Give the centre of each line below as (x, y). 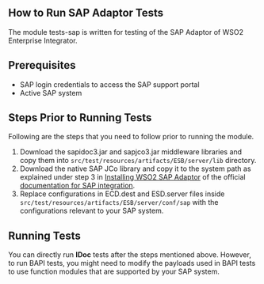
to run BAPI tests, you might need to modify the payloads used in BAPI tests (132, 263)
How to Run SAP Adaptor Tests (86, 13)
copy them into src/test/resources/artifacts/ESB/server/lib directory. (138, 161)
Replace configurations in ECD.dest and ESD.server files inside (122, 194)
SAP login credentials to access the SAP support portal (109, 84)
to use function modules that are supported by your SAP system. (114, 271)
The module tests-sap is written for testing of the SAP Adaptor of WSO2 (126, 32)
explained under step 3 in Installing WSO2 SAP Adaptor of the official (132, 177)
